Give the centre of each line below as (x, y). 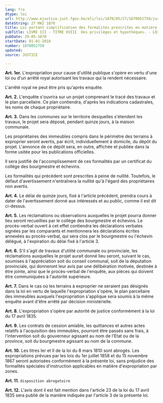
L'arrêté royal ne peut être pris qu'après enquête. (54, 88)
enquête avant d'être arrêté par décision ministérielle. (59, 302)
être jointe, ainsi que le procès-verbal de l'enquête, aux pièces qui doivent (79, 272)
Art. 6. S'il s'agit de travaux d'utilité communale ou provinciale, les (71, 251)
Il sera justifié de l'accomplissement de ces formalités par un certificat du (78, 162)
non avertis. (17, 186)
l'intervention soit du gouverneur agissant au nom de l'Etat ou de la (72, 336)
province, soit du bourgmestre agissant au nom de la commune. (69, 341)
